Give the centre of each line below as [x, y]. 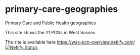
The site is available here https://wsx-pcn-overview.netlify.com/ [70, 42]
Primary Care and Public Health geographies [51, 23]
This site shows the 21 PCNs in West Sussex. [51, 32]
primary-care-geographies [62, 9]
